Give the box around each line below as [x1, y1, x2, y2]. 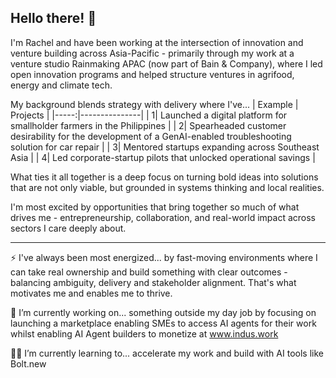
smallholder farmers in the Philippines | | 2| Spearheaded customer [10, 119, 287, 131]
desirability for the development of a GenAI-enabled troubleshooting [10, 130, 292, 142]
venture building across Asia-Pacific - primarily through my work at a [10, 47, 295, 59]
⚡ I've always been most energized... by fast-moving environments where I [10, 251, 318, 263]
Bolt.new [10, 357, 47, 370]
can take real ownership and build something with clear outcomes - [10, 266, 288, 278]
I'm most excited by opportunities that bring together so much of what [10, 201, 300, 213]
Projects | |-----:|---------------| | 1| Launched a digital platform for [10, 109, 288, 121]
